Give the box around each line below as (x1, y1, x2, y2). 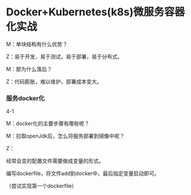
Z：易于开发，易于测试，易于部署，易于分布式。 (6, 53, 123, 60)
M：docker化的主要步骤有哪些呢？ (6, 120, 90, 127)
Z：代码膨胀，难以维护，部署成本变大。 (6, 78, 102, 85)
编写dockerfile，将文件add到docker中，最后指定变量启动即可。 (6, 170, 160, 177)
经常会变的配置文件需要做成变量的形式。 (6, 157, 104, 164)
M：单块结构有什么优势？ (6, 41, 68, 48)
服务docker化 (6, 94, 45, 102)
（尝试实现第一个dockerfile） (6, 183, 78, 190)
